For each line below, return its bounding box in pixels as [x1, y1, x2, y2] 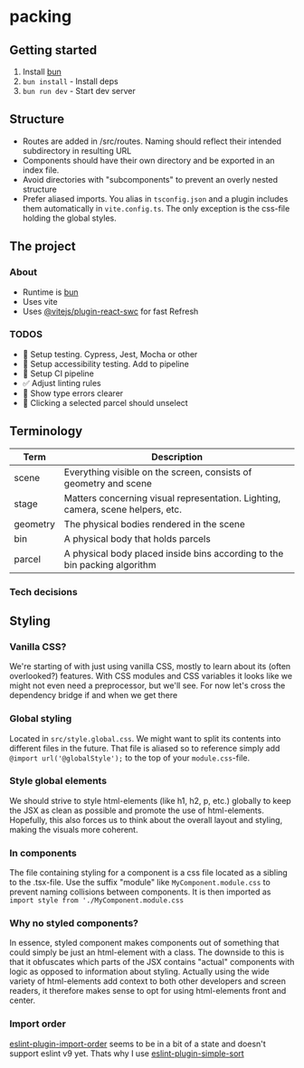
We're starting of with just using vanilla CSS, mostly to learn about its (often [9, 661, 291, 672]
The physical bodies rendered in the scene [63, 517, 246, 530]
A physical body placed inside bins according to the [63, 547, 284, 560]
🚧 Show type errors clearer [22, 387, 124, 399]
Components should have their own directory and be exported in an [22, 155, 275, 165]
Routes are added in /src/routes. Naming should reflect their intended [22, 136, 282, 146]
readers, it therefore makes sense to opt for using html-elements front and [9, 986, 287, 997]
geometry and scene [63, 477, 152, 489]
